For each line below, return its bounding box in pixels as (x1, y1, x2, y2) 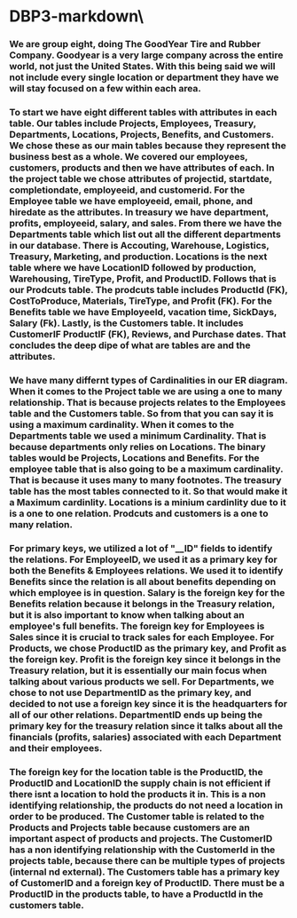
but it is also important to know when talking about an (9, 608, 246, 621)
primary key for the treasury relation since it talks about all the (9, 719, 284, 732)
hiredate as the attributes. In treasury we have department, (9, 206, 269, 218)
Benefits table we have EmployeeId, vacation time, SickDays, (9, 306, 277, 319)
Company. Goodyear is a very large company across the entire (9, 49, 284, 61)
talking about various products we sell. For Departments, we (9, 675, 275, 687)
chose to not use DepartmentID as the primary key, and (9, 686, 252, 699)
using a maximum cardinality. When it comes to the (9, 418, 235, 431)
